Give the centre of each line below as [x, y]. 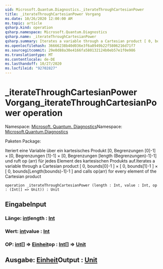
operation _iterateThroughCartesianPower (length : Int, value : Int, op [81, 185]
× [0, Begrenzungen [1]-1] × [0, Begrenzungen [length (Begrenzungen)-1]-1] [81, 156]
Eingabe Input [26, 205]
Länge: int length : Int [30, 218]
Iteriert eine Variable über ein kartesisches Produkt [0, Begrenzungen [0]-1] [81, 150]
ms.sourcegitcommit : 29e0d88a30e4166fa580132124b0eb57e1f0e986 [70, 50]
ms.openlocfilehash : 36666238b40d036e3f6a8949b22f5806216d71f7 [70, 46]
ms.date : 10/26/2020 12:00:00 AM [39, 18]
